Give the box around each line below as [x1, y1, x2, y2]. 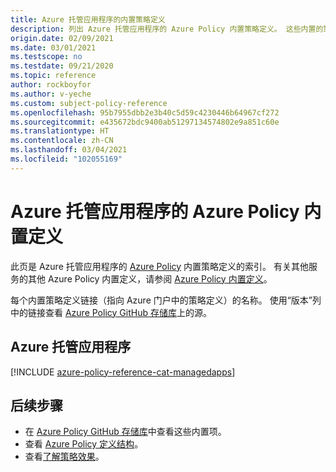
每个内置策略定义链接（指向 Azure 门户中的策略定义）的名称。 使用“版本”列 [10, 294, 322, 306]
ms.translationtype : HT [10, 126, 110, 136]
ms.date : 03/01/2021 [10, 42, 97, 53]
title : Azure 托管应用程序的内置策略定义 [10, 14, 166, 25]
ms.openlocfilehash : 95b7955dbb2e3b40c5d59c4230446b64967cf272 [10, 107, 280, 118]
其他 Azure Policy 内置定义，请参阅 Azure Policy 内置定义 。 [27, 272, 273, 285]
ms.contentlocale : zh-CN [10, 136, 114, 146]
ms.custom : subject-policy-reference [10, 98, 168, 108]
